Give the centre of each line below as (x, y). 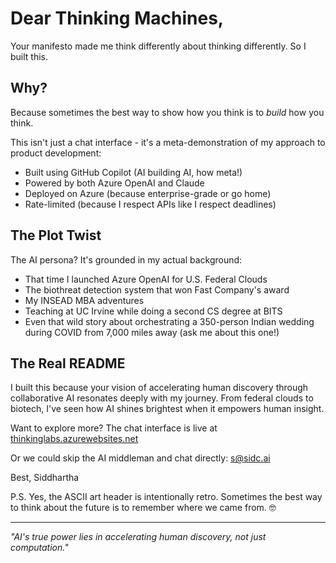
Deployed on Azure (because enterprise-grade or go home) (148, 193)
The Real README (68, 363)
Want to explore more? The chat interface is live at (114, 428)
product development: (56, 153)
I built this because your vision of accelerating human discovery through (159, 388)
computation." (39, 548)
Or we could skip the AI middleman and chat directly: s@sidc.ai (140, 458)
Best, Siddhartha (45, 478)
